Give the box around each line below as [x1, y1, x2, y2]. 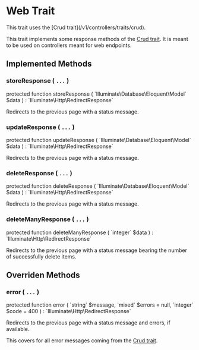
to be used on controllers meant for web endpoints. [6, 42, 132, 49]
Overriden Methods [6, 270, 80, 280]
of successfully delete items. [6, 253, 77, 260]
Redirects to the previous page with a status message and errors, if [6, 319, 170, 326]
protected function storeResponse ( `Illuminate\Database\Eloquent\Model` [6, 90, 187, 97]
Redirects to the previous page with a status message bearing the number [6, 247, 188, 254]
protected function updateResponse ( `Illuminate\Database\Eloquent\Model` [6, 136, 191, 143]
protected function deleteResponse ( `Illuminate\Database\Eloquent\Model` [6, 182, 189, 190]
